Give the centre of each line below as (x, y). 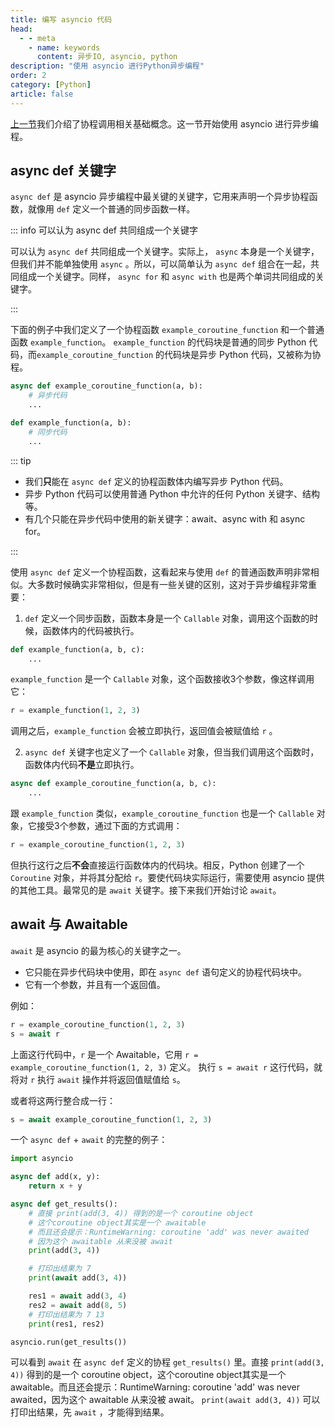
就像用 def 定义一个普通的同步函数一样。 (111, 209)
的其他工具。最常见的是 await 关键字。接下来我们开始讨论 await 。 (146, 890)
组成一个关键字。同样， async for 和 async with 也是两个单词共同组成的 (167, 277)
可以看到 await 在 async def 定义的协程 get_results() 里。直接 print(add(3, (167, 1362)
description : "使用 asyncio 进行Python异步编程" (107, 66)
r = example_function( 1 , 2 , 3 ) (75, 711)
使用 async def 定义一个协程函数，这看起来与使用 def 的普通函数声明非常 (160, 572)
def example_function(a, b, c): (77, 649)
